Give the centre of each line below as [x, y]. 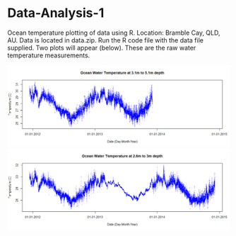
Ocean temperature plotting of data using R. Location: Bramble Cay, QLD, [114, 33]
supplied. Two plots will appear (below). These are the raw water [102, 47]
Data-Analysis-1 [56, 13]
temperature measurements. [49, 55]
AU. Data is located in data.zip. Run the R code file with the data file [105, 40]
